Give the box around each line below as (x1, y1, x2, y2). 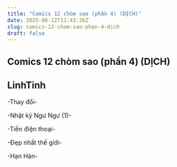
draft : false (7, 29, 45, 37)
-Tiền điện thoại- (7, 125, 56, 133)
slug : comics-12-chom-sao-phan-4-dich (7, 23, 120, 30)
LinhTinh (7, 80, 47, 92)
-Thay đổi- (7, 98, 38, 106)
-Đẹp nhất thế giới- (7, 138, 63, 147)
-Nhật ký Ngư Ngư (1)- (7, 111, 72, 119)
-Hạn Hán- (7, 152, 38, 161)
